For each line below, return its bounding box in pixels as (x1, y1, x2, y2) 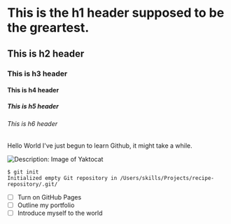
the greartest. (7, 20, 90, 36)
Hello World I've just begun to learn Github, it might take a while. (7, 141, 192, 150)
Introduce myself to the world (17, 209, 103, 217)
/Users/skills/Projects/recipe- (120, 174, 215, 181)
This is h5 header (7, 101, 59, 110)
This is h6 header (7, 120, 58, 128)
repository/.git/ (7, 181, 58, 188)
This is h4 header (7, 86, 59, 94)
